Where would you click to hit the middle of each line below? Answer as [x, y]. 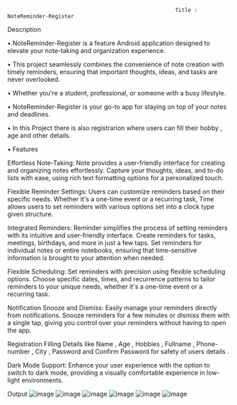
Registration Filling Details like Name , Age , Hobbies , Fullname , [101, 344]
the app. [19, 330]
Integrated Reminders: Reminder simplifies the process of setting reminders [117, 228]
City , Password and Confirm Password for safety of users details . [132, 351]
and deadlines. [29, 114]
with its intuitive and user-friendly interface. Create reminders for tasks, [111, 235]
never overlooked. [34, 79]
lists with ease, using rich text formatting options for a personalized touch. [116, 178]
